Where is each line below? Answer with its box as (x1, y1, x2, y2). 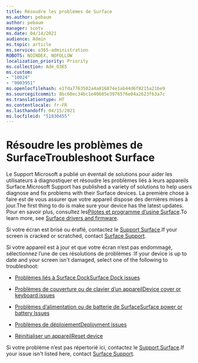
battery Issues (14, 310, 50, 317)
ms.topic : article (6, 42, 51, 48)
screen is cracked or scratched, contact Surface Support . (6, 232, 147, 239)
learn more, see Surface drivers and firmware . (6, 215, 119, 222)
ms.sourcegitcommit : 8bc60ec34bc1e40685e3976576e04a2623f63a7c (6, 91, 165, 97)
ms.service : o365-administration (6, 47, 89, 53)
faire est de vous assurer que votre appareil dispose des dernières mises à (6, 196, 188, 203)
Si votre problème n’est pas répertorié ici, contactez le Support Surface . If (6, 344, 184, 351)
